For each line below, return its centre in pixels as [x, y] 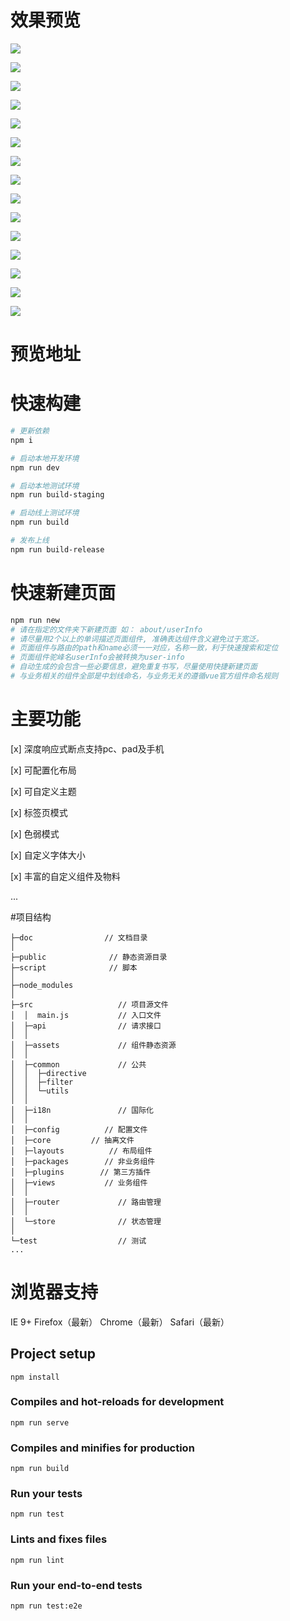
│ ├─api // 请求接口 [86, 1026]
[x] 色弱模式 [35, 833]
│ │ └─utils [40, 1091]
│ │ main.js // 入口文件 [86, 1015]
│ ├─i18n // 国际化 [82, 1110]
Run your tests [46, 1494]
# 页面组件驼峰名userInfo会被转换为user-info [97, 657]
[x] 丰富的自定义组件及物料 [65, 876]
